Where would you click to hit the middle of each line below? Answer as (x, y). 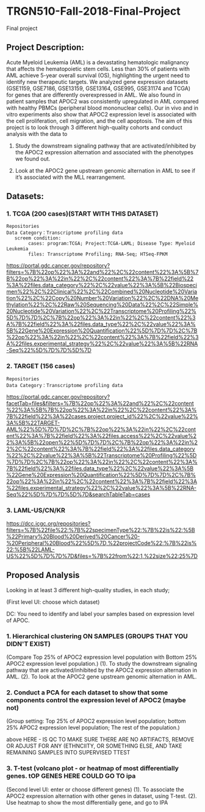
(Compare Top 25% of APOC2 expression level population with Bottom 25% (102, 657)
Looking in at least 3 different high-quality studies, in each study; (88, 590)
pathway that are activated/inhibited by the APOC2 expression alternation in (102, 670)
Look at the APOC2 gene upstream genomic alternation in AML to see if (105, 170)
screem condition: (38, 238)
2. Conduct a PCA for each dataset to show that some (87, 693)
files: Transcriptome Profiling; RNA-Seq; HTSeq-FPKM (98, 254)
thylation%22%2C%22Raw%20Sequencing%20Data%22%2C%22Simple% (102, 305)
